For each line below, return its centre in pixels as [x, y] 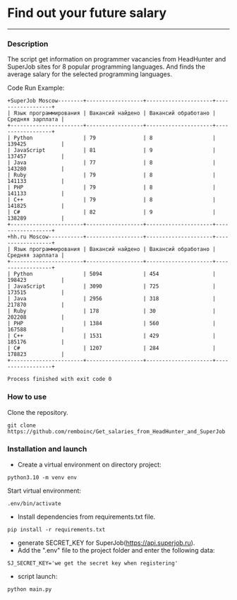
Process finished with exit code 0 [60, 380]
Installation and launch [47, 449]
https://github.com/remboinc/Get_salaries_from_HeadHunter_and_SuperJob [116, 431]
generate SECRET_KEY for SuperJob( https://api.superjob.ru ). [106, 543]
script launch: [37, 576]
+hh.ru [17, 237]
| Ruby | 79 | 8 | [112, 175]
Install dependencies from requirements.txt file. [86, 517]
